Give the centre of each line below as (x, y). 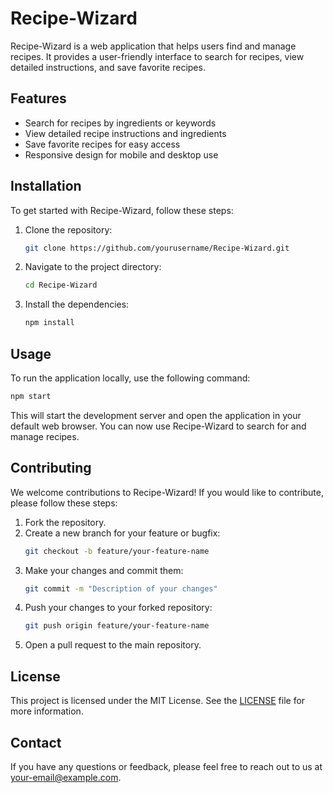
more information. (47, 711)
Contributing (51, 468)
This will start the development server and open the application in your (156, 415)
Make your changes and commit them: (104, 570)
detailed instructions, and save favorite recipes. (108, 67)
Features (38, 98)
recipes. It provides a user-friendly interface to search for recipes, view (157, 56)
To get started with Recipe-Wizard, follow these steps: (122, 210)
